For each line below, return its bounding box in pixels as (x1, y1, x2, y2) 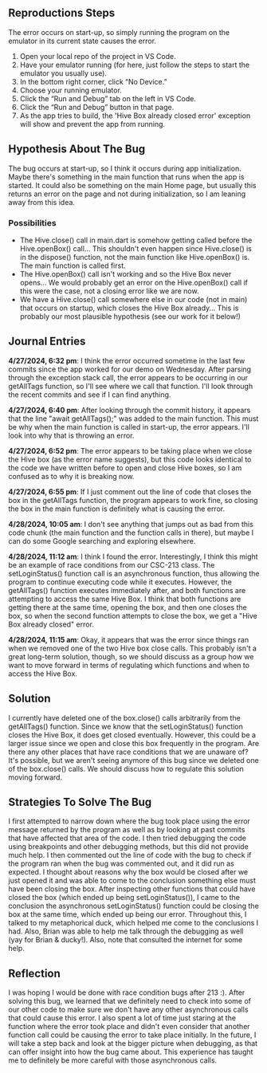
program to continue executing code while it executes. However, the (8, 577, 233, 587)
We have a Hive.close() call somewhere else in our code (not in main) (19, 294, 248, 304)
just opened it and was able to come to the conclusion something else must (8, 876, 257, 886)
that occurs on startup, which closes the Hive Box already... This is (19, 303, 239, 312)
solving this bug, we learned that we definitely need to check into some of (8, 996, 252, 1006)
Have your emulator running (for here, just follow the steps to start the (19, 60, 250, 69)
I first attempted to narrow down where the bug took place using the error (8, 816, 251, 826)
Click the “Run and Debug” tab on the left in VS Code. (19, 93, 197, 103)
